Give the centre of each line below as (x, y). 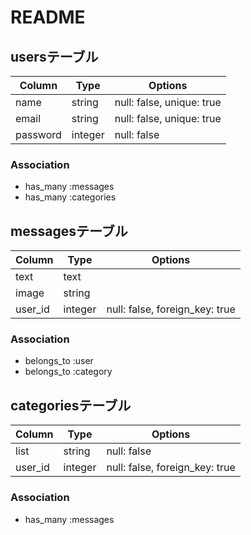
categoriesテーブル (71, 405)
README (48, 17)
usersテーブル (54, 56)
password (38, 134)
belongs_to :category (68, 372)
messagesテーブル (69, 231)
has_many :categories (70, 197)
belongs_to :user (59, 361)
